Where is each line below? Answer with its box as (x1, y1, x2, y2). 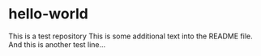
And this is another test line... (8, 39, 106, 49)
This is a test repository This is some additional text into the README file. (8, 31, 253, 41)
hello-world (8, 5, 89, 23)
